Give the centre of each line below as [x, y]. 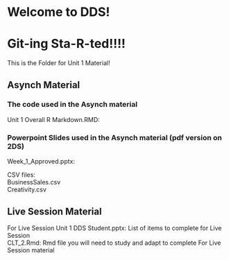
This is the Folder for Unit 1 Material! [59, 63]
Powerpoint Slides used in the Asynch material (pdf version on [114, 137]
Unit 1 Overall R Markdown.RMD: [54, 119]
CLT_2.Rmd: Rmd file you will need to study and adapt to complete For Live [114, 243]
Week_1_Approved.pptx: [41, 162]
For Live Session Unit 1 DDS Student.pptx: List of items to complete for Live [114, 228]
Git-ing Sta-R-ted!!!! [67, 44]
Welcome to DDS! [59, 12]
